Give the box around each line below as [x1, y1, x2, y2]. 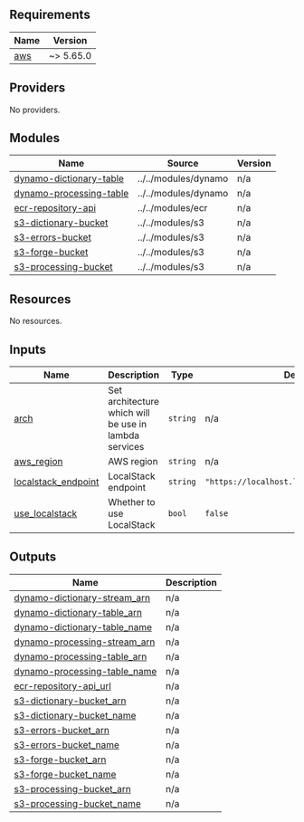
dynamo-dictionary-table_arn [14, 606, 143, 618]
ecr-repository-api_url [14, 679, 111, 692]
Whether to [108, 496, 156, 509]
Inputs [9, 341, 47, 357]
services [108, 441, 145, 454]
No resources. [9, 316, 62, 327]
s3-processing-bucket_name [14, 797, 142, 809]
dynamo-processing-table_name [14, 664, 157, 677]
